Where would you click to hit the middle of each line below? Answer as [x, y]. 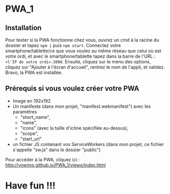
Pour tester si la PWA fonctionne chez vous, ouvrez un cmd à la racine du [82, 40]
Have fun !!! [31, 186]
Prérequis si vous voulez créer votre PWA [72, 89]
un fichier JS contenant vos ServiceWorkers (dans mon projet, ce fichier [88, 144]
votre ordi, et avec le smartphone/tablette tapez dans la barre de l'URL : [80, 56]
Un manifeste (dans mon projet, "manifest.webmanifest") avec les [82, 106]
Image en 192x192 [32, 101]
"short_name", [35, 117]
